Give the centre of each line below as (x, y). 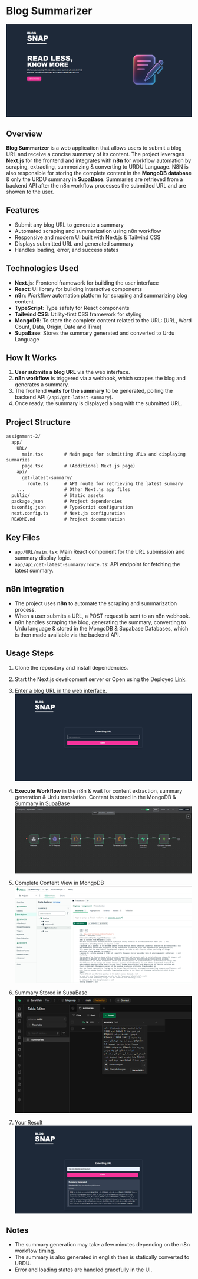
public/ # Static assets (58, 496)
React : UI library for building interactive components (78, 289)
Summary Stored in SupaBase (51, 993)
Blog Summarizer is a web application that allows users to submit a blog (94, 148)
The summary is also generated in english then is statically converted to (102, 1257)
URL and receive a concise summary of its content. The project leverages (95, 154)
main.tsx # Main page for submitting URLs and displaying (103, 454)
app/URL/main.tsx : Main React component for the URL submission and (100, 552)
